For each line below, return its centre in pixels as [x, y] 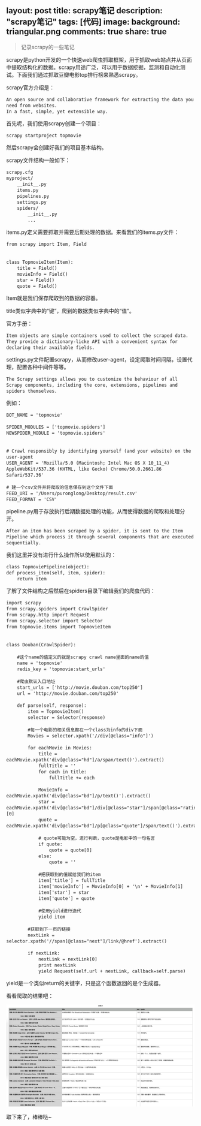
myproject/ [20, 178]
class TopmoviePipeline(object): [48, 567]
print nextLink [57, 965]
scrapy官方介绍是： [31, 87]
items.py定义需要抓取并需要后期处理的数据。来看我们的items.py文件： [93, 232]
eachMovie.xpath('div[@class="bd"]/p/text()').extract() [79, 796]
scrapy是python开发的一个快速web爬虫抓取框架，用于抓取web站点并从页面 [99, 59]
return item [32, 579]
